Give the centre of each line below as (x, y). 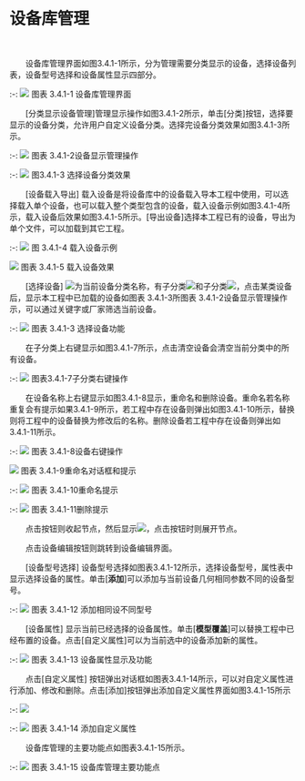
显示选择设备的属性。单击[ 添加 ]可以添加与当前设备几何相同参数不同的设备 (148, 578)
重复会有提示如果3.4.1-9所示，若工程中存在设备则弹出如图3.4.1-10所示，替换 (152, 409)
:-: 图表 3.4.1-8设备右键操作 (66, 451)
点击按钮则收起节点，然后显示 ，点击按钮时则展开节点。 (134, 528)
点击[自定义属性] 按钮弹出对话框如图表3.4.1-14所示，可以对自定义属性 (156, 678)
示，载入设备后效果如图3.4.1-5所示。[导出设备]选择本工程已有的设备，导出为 (152, 217)
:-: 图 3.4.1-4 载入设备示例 (64, 248)
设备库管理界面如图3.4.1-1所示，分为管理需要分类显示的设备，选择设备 (157, 63)
